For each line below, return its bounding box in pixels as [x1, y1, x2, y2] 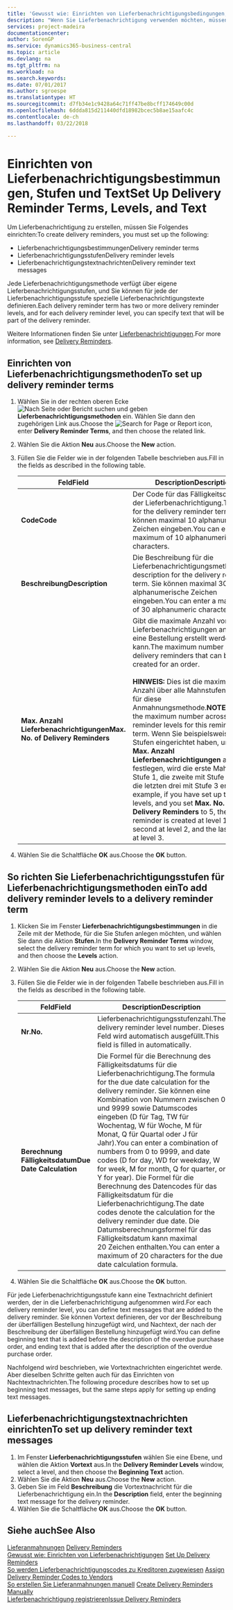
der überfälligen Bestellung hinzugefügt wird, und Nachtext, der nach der [7, 1320, 217, 1329]
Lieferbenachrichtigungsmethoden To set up [7, 368, 202, 380]
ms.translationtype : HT [7, 94, 76, 101]
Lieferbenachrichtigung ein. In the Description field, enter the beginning [17, 1490, 222, 1498]
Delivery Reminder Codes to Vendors [7, 1573, 113, 1581]
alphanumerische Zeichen [132, 587, 217, 597]
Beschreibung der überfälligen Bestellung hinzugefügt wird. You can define [7, 1327, 221, 1336]
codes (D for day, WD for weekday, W [96, 1155, 221, 1165]
